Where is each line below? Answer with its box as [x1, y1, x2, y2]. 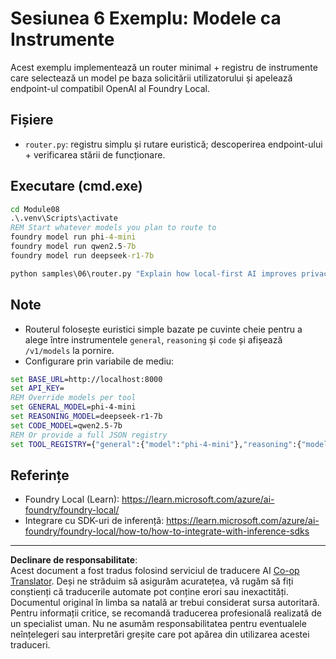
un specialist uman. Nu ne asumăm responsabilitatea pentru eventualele [10, 618, 307, 630]
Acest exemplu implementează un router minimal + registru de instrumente [10, 61, 318, 73]
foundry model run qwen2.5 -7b [10, 242, 137, 252]
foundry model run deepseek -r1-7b [10, 250, 155, 261]
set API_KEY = [10, 383, 65, 394]
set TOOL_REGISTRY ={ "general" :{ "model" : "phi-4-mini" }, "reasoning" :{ [10, 439, 302, 449]
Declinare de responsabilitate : [10, 554, 138, 566]
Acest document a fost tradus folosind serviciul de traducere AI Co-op [10, 565, 300, 577]
